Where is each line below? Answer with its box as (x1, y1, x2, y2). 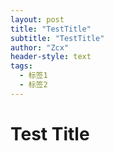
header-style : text (10, 52, 92, 62)
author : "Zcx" (10, 42, 70, 53)
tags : (10, 61, 33, 71)
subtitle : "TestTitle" (10, 33, 105, 43)
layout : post (10, 14, 65, 25)
